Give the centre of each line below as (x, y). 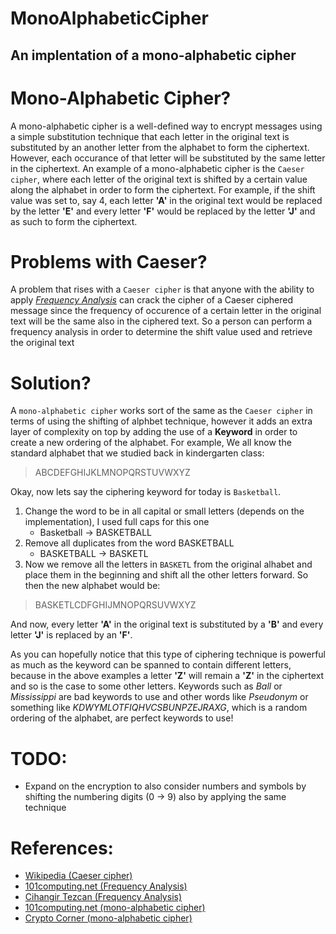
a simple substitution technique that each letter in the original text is (150, 136)
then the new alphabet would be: (92, 586)
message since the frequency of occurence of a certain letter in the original (166, 311)
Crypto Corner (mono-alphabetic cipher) (108, 918)
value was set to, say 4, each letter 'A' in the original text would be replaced (166, 200)
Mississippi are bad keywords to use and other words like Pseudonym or (159, 697)
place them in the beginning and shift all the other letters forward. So (166, 575)
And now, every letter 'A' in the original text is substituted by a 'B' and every (167, 624)
